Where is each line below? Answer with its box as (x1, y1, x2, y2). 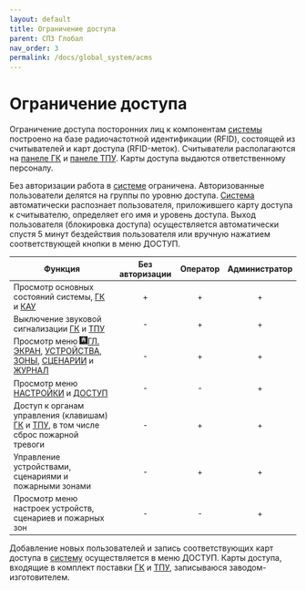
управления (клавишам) (13, 409, 108, 420)
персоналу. (9, 162, 54, 173)
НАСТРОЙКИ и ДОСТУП (13, 388, 108, 399)
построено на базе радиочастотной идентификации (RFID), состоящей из (9, 133, 296, 145)
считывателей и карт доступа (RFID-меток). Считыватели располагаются (9, 143, 296, 154)
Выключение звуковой (13, 314, 102, 325)
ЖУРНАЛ (13, 365, 49, 376)
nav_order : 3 (9, 44, 59, 53)
